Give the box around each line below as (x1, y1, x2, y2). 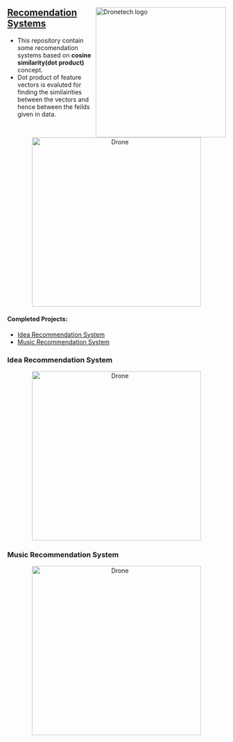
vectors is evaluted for (17, 81, 82, 89)
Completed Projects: (7, 314, 68, 323)
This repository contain (17, 36, 84, 44)
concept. (17, 65, 43, 74)
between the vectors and (17, 95, 89, 103)
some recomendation (17, 43, 78, 52)
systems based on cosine (17, 51, 92, 59)
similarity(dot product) (17, 58, 85, 67)
